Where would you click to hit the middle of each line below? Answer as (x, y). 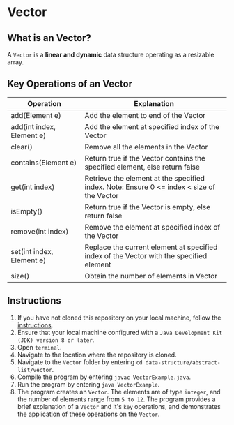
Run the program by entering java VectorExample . (88, 384)
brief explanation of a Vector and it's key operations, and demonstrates (119, 406)
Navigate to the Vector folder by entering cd (80, 362)
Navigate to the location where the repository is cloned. (97, 355)
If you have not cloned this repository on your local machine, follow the (119, 318)
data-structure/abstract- (183, 363)
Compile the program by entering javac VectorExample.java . (104, 377)
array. (16, 62)
